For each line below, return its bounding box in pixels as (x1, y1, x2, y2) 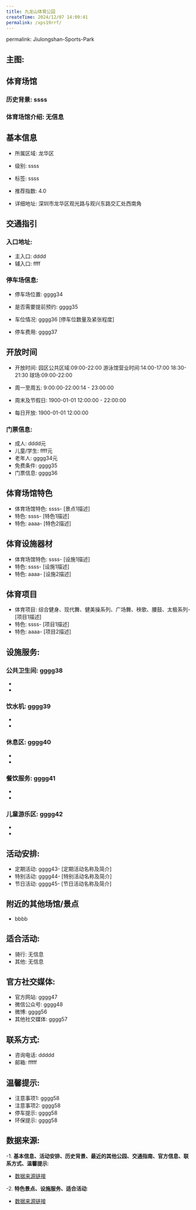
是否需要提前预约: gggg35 (14, 303, 78, 310)
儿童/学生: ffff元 (14, 447, 53, 454)
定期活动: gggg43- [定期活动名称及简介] (14, 866, 112, 873)
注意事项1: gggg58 (14, 1095, 60, 1102)
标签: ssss (14, 175, 39, 182)
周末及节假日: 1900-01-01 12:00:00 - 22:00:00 (14, 396, 127, 403)
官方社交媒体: (6, 977, 56, 987)
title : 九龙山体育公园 (6, 8, 56, 15)
